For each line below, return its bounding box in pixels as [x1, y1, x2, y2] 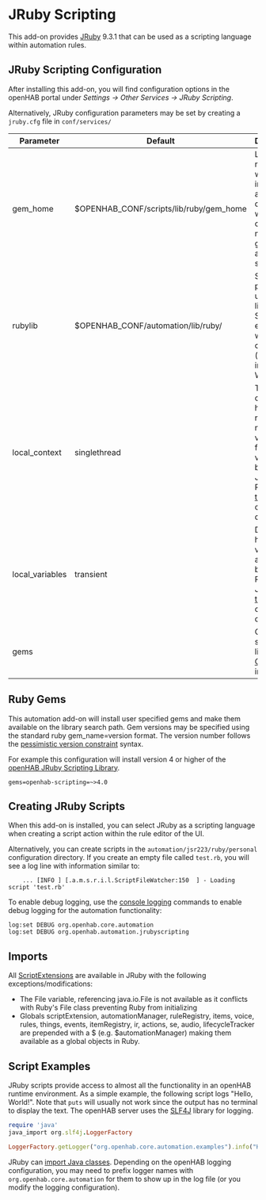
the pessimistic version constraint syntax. [8, 739, 144, 748]
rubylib [12, 319, 38, 331]
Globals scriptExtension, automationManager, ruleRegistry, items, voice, [19, 1011, 255, 1021]
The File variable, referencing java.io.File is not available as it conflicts [19, 995, 248, 1004]
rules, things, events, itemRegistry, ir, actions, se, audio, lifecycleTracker [19, 1020, 255, 1030]
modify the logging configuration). [8, 1183, 120, 1192]
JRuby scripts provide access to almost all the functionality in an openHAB [8, 1080, 252, 1090]
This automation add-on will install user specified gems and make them [8, 713, 241, 723]
